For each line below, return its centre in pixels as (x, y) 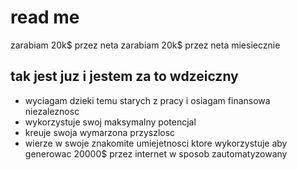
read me (45, 17)
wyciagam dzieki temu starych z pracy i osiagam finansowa (147, 100)
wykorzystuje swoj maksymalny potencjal (110, 122)
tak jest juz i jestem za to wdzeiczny (124, 76)
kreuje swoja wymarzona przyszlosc (100, 132)
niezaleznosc (52, 111)
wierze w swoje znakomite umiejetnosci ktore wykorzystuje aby (156, 143)
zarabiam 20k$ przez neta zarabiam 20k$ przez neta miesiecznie (145, 45)
